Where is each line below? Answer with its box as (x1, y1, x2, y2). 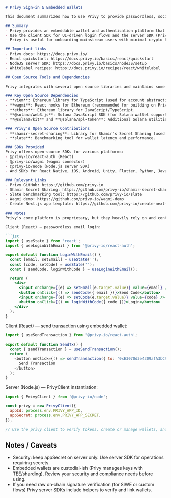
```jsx (5, 233, 19, 239)
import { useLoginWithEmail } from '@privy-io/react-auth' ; (5, 243, 136, 248)
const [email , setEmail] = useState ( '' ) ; (10, 257, 99, 262)
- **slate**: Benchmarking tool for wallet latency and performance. (5, 136, 156, 141)
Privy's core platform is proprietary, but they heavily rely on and (5, 215, 156, 220)
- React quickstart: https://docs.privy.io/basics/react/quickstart (5, 56, 154, 61)
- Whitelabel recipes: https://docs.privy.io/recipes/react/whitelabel (5, 65, 160, 71)
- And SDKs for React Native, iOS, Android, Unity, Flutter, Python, (5, 168, 156, 173)
